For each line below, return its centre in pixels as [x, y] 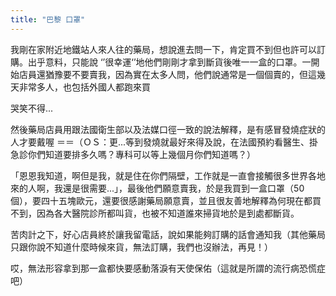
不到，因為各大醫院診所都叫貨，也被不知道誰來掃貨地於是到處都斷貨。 [155, 213]
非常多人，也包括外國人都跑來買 [84, 87]
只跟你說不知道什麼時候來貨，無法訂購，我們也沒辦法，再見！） [141, 247]
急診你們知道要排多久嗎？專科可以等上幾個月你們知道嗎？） [133, 154]
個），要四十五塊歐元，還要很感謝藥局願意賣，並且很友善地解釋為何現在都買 [166, 200]
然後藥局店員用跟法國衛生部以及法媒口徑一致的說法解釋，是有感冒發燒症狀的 [168, 129]
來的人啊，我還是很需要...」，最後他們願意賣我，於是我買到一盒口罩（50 [157, 188]
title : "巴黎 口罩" [48, 19]
